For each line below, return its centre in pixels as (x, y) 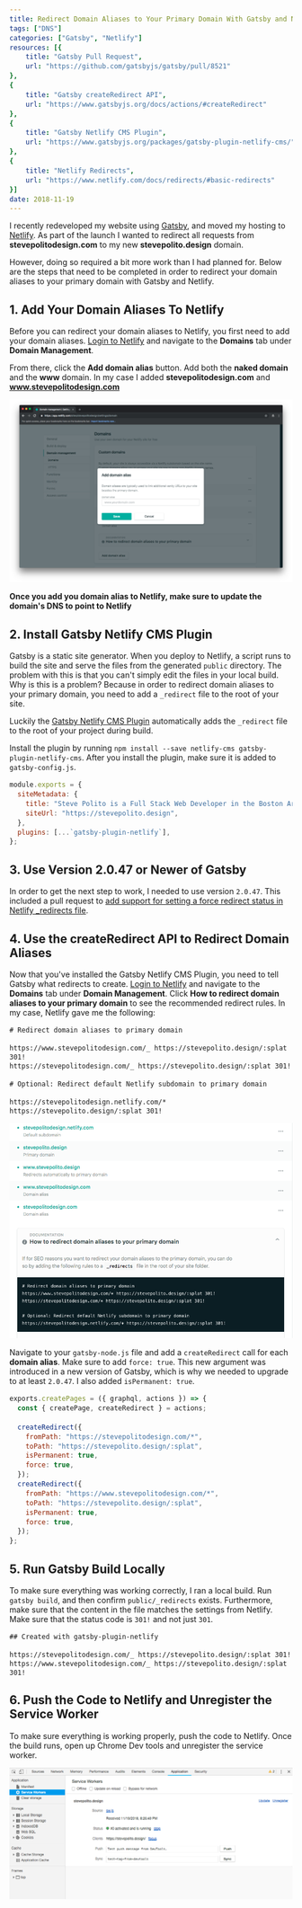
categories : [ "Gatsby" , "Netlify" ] (76, 38)
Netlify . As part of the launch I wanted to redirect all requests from (132, 235)
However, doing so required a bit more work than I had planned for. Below (146, 262)
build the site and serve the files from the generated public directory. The (146, 666)
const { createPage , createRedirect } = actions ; (112, 1408)
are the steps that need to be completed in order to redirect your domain (143, 272)
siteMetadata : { (48, 794)
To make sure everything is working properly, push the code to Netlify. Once (151, 1735)
